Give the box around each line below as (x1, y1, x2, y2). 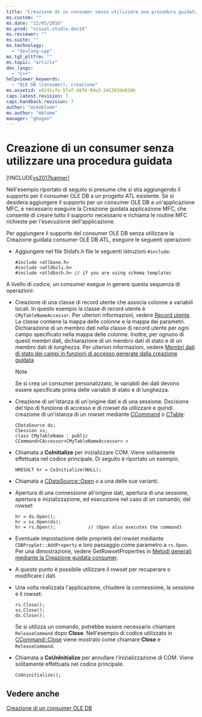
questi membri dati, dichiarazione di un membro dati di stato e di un (14, 337, 182, 345)
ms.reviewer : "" (6, 31, 47, 37)
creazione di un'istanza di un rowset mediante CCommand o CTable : (14, 411, 185, 418)
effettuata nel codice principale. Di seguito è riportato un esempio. (14, 455, 180, 462)
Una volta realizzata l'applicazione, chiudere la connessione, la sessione (14, 584, 195, 591)
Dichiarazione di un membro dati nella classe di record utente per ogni (14, 324, 189, 332)
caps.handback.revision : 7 (6, 98, 74, 104)
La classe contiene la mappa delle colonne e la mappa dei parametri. (14, 318, 185, 325)
